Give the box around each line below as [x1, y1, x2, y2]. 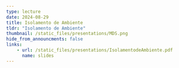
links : [6, 42, 22, 48]
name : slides [21, 53, 54, 59]
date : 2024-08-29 [6, 14, 49, 20]
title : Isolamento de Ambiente [6, 20, 83, 25]
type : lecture [6, 8, 41, 15]
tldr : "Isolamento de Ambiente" [6, 25, 86, 31]
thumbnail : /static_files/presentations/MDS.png [6, 31, 128, 37]
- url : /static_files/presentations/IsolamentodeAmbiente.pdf [17, 47, 173, 53]
